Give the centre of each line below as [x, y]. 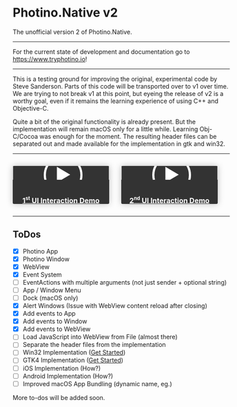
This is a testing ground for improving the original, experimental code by [115, 79]
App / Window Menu [52, 290]
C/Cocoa [25, 136]
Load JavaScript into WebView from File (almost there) [100, 337]
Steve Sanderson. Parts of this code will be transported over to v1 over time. [121, 86]
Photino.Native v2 [65, 13]
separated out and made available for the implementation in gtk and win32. [119, 144]
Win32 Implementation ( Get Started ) [74, 352]
